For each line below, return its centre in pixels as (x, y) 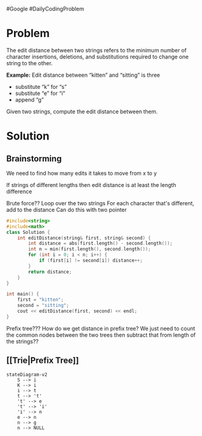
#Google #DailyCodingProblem (45, 9)
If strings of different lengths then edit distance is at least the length (91, 185)
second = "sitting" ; (43, 306)
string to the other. (30, 63)
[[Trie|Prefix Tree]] (43, 361)
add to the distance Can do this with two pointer (67, 209)
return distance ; (50, 272)
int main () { (23, 294)
